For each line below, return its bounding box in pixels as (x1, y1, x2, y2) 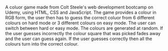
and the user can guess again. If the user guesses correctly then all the (5, 36, 152, 42)
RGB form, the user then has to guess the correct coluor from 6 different (5, 15, 154, 20)
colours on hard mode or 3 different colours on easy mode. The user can (5, 20, 156, 26)
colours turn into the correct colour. (5, 41, 79, 47)
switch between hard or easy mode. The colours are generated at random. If (5, 25, 163, 31)
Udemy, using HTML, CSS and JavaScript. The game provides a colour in (5, 9, 156, 15)
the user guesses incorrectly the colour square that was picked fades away (5, 31, 161, 36)
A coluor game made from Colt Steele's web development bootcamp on (5, 4, 153, 10)
